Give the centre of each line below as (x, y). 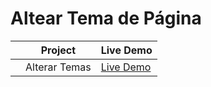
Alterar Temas (58, 67)
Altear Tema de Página (106, 18)
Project (58, 50)
